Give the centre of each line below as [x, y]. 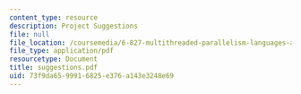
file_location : [38, 43]
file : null [30, 34]
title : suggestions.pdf [54, 68]
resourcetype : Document [54, 59]
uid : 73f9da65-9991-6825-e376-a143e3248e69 [92, 76]
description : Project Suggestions [74, 26]
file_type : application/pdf [62, 51]
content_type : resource [54, 17]
